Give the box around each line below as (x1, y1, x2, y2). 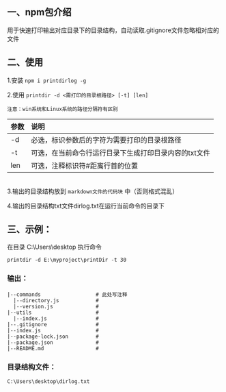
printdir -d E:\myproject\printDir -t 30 (7, 256, 127, 264)
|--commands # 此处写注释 (7, 291, 128, 298)
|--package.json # (7, 339, 99, 346)
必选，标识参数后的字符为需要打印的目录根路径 (31, 135, 182, 145)
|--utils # (7, 309, 99, 316)
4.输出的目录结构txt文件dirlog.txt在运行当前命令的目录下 (7, 201, 165, 210)
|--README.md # (7, 345, 99, 352)
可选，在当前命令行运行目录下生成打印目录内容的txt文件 (31, 148, 210, 158)
